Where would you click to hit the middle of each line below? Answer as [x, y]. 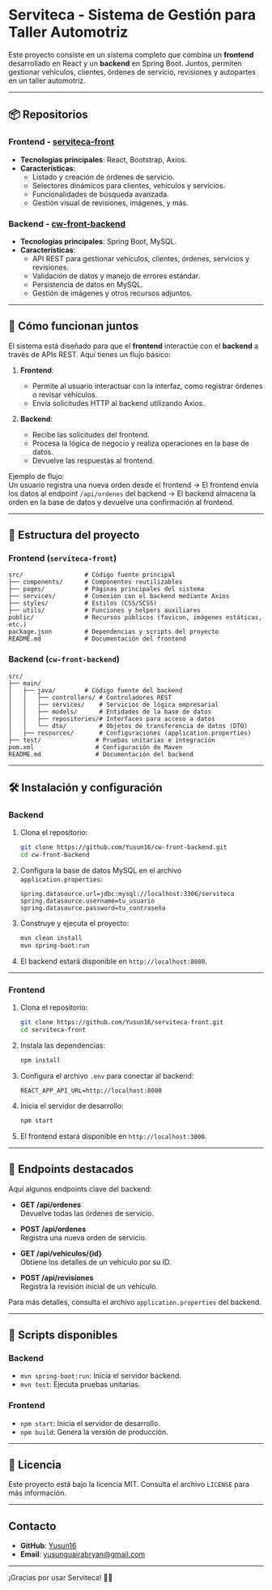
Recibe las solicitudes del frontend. [91, 434]
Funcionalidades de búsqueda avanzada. [101, 194]
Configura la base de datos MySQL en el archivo [101, 871]
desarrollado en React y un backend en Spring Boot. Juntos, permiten [125, 63]
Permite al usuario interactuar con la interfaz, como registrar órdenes [147, 386]
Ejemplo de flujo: [36, 476]
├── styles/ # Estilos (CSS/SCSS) [83, 603]
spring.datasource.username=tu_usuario [87, 901]
